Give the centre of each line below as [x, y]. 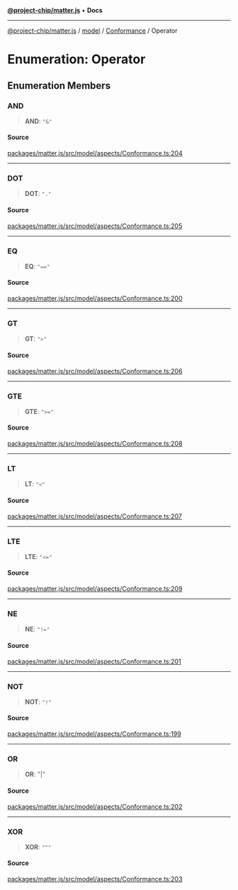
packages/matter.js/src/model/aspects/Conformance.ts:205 [95, 226]
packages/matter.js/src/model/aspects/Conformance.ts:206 [95, 371]
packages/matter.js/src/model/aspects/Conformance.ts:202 [95, 806]
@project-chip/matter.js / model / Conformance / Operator [92, 31]
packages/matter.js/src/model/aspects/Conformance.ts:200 [95, 298]
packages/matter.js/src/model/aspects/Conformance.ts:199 [95, 734]
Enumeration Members [59, 86]
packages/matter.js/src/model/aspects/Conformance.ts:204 [95, 153]
